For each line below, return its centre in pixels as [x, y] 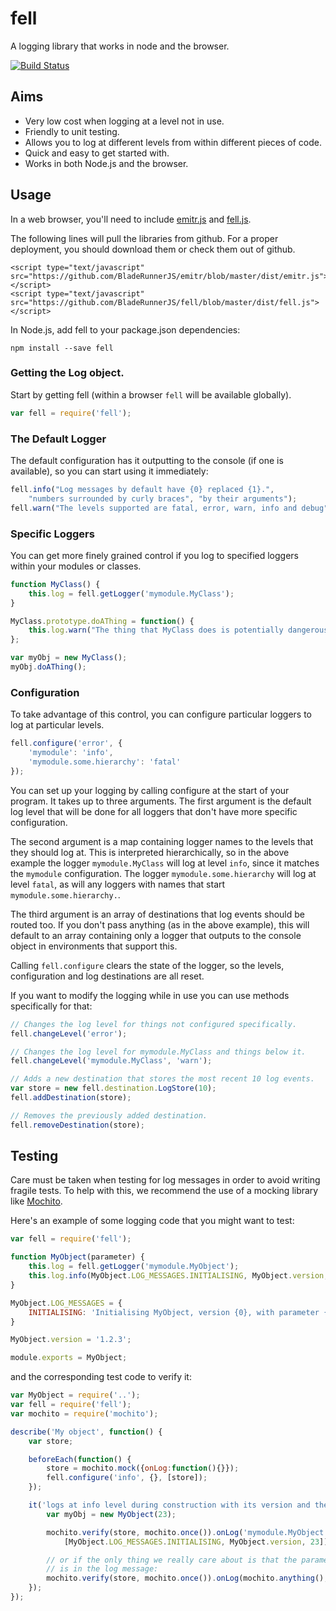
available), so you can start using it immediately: [109, 471]
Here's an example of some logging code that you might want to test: [152, 1221]
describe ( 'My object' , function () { [86, 1432]
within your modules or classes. [76, 566]
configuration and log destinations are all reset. [107, 976]
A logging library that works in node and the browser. [120, 46]
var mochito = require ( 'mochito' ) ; [84, 1413]
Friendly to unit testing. [72, 131]
